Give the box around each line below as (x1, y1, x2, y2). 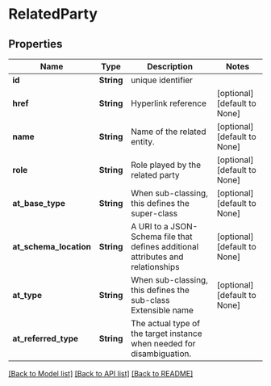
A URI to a (130, 221, 169, 232)
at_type (12, 290, 43, 300)
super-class (130, 208, 178, 219)
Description (146, 61, 194, 72)
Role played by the (130, 159, 202, 170)
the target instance (130, 328, 203, 339)
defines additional (130, 241, 199, 252)
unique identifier (130, 74, 194, 86)
